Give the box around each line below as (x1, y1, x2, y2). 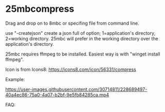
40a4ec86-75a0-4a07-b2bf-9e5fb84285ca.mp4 (5, 91, 109, 98)
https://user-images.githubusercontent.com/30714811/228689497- (5, 86, 148, 92)
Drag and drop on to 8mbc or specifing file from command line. (5, 20, 139, 26)
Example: (5, 76, 25, 82)
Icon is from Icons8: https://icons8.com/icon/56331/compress (5, 66, 136, 72)
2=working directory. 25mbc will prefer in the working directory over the (5, 35, 158, 42)
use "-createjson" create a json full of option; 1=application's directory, (5, 30, 156, 36)
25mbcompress (5, 3, 75, 15)
